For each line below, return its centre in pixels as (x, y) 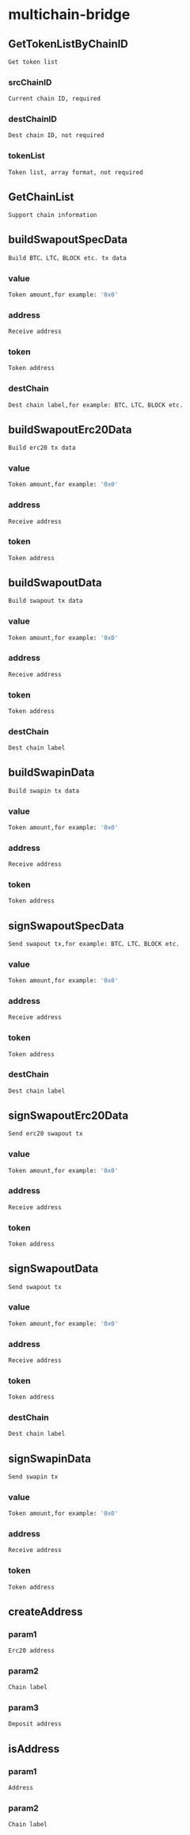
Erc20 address (32, 1651)
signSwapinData (49, 1458)
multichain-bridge (69, 15)
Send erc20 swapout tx (46, 1134)
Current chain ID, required (55, 99)
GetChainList (41, 197)
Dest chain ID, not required (56, 135)
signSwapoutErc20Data (68, 1116)
